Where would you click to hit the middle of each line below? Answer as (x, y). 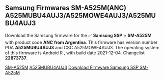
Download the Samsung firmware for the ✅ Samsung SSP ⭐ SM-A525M (78, 35)
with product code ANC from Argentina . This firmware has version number (82, 42)
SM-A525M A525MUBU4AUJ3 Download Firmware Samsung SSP (72, 67)
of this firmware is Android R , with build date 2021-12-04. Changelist (75, 53)
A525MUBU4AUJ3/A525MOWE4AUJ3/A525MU (81, 16)
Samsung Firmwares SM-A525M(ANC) (66, 8)
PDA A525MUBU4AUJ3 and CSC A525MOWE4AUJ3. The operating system (82, 47)
